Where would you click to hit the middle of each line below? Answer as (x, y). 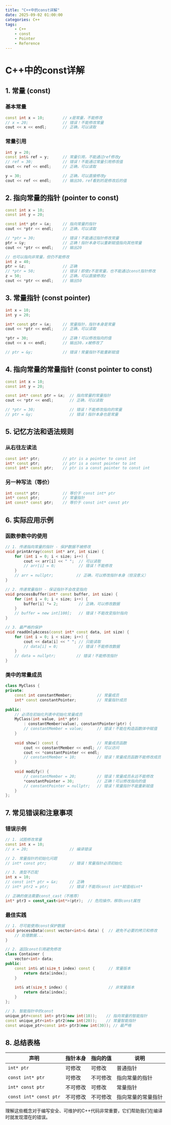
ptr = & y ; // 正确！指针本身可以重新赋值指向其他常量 (74, 243)
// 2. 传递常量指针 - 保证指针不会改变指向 (46, 589)
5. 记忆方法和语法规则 (39, 432)
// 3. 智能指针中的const (29, 1011)
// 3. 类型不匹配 (22, 873)
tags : (11, 24)
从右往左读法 (21, 448)
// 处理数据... (29, 935)
